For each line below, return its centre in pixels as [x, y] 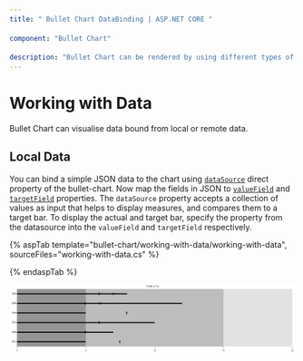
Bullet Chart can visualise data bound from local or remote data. [129, 129]
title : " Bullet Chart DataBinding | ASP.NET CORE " [111, 19]
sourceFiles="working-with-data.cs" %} [84, 254]
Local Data [40, 157]
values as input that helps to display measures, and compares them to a [144, 208]
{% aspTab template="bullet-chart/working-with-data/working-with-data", [148, 244]
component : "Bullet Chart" [60, 38]
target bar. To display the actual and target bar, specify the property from [146, 217]
